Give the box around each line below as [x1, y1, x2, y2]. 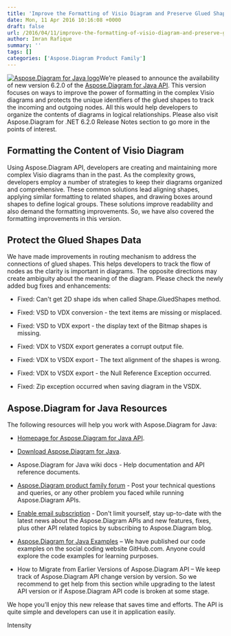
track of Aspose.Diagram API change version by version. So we [16, 573, 197, 581]
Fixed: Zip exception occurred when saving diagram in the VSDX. [16, 383, 201, 391]
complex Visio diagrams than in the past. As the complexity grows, [7, 170, 196, 179]
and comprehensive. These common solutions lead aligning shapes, [7, 185, 200, 193]
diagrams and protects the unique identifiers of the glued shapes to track [7, 96, 214, 104]
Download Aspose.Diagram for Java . [16, 447, 122, 456]
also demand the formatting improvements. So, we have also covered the [7, 207, 214, 215]
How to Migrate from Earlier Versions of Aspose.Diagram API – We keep [16, 565, 221, 573]
